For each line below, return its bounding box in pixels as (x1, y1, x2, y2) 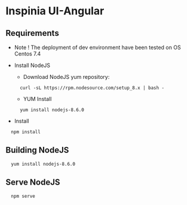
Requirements (5, 28, 59, 38)
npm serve (11, 193, 35, 199)
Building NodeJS (5, 145, 69, 155)
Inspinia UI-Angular (5, 4, 105, 18)
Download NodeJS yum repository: (23, 74, 110, 80)
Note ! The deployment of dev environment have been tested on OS (14, 44, 181, 51)
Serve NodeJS (5, 178, 60, 188)
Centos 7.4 (14, 50, 41, 57)
